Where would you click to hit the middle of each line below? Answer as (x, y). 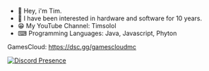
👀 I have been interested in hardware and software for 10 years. (110, 18)
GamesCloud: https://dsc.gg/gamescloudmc (72, 47)
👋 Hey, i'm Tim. (40, 11)
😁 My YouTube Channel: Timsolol (67, 26)
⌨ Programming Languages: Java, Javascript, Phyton (97, 33)
